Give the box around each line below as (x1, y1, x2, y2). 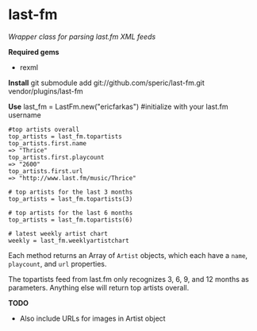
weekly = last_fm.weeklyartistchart (8, 237, 129, 244)
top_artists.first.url (8, 167, 83, 175)
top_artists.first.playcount (8, 153, 105, 161)
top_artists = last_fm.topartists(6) (8, 216, 133, 224)
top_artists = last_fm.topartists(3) (8, 194, 133, 203)
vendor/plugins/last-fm (8, 86, 83, 96)
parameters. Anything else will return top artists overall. (8, 283, 190, 292)
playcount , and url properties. (8, 259, 107, 268)
